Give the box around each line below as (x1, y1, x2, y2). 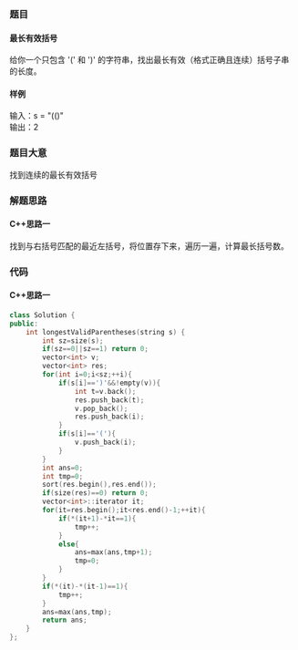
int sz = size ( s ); (42, 335, 104, 346)
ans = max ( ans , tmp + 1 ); (74, 548, 153, 557)
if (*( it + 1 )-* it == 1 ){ (57, 513, 137, 523)
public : (9, 319, 39, 328)
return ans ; (42, 615, 88, 625)
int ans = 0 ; (42, 463, 84, 472)
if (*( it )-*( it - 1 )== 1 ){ (42, 582, 128, 591)
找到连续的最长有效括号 (9, 169, 98, 180)
